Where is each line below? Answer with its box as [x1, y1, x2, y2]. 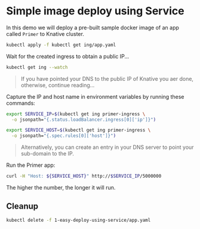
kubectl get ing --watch [6, 64, 68, 70]
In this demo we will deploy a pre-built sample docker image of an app [6, 24, 179, 31]
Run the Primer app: [6, 161, 56, 169]
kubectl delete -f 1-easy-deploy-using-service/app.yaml [6, 217, 151, 223]
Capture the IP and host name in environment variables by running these [6, 93, 184, 100]
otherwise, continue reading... [20, 81, 95, 88]
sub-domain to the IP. [20, 150, 75, 157]
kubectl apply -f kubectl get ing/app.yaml [6, 42, 116, 48]
